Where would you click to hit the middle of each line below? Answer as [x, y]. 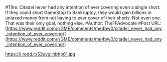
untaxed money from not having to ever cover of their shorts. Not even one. [83, 18]
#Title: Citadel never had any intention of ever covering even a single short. [83, 7]
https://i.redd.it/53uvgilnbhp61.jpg [40, 54]
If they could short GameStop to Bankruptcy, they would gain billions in [78, 12]
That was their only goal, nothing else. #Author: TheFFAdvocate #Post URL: [83, 23]
